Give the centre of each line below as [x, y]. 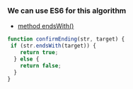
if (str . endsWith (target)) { [53, 46]
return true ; [39, 53]
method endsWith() [46, 26]
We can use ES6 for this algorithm [67, 11]
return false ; [41, 66]
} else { [27, 59]
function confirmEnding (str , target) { [66, 39]
